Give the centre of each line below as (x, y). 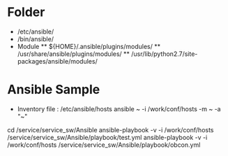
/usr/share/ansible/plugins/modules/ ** (74, 54)
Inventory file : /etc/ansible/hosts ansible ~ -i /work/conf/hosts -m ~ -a (119, 108)
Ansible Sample (54, 90)
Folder (26, 12)
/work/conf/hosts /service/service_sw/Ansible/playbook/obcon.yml (104, 145)
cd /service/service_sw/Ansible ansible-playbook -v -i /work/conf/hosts (111, 129)
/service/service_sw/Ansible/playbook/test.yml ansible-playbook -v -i (107, 137)
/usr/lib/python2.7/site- (165, 54)
